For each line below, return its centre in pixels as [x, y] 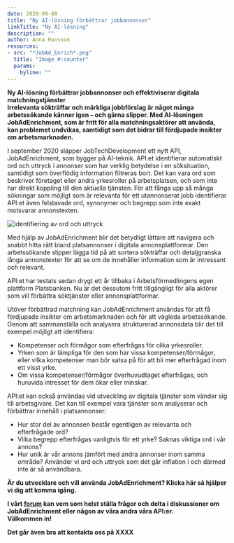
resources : [23, 46]
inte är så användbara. [50, 469]
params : [25, 66]
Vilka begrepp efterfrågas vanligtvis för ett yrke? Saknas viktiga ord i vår [122, 439]
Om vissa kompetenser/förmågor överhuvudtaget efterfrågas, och [112, 375]
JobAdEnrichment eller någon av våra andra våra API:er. [90, 511]
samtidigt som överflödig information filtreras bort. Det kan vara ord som [112, 173]
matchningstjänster [37, 99]
